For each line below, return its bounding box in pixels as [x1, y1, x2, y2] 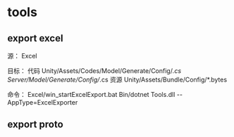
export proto [7, 119, 63, 131]
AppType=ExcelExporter [7, 98, 78, 106]
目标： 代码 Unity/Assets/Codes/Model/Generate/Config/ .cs [7, 67, 182, 74]
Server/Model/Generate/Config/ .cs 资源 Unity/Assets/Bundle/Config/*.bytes [7, 75, 228, 84]
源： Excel [7, 52, 37, 60]
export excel [7, 32, 63, 44]
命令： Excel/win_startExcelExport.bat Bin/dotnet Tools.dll [7, 91, 175, 98]
